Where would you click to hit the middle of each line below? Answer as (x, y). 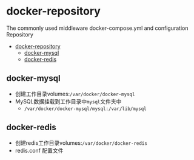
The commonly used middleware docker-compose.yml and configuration (97, 28)
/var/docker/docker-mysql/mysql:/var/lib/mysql (85, 109)
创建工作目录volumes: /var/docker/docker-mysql (75, 94)
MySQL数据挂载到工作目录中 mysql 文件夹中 (68, 101)
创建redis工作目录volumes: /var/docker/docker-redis (81, 143)
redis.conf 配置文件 (39, 150)
